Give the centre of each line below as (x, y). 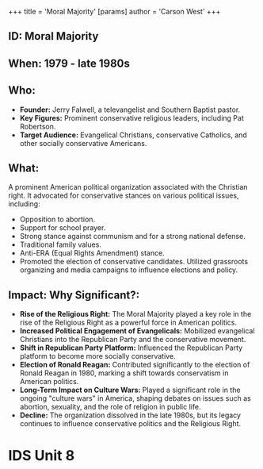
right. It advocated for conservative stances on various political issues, (124, 196)
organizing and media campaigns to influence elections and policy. (129, 270)
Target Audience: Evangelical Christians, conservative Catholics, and (133, 135)
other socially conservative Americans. (83, 143)
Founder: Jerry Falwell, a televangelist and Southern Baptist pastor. (130, 110)
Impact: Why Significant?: (74, 295)
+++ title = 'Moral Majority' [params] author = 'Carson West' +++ (114, 12)
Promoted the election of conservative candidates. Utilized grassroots (133, 262)
